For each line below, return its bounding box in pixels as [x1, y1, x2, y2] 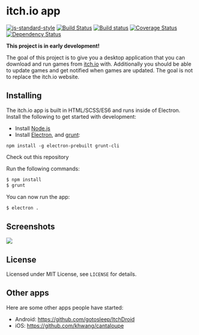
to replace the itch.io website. [6, 73, 80, 80]
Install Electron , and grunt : [14, 131, 81, 138]
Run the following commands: [6, 164, 80, 172]
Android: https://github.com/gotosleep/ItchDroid [14, 315, 135, 323]
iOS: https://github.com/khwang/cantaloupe [14, 322, 124, 329]
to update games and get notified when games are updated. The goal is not [6, 66, 194, 74]
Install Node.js [14, 125, 51, 132]
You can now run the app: [6, 193, 70, 200]
